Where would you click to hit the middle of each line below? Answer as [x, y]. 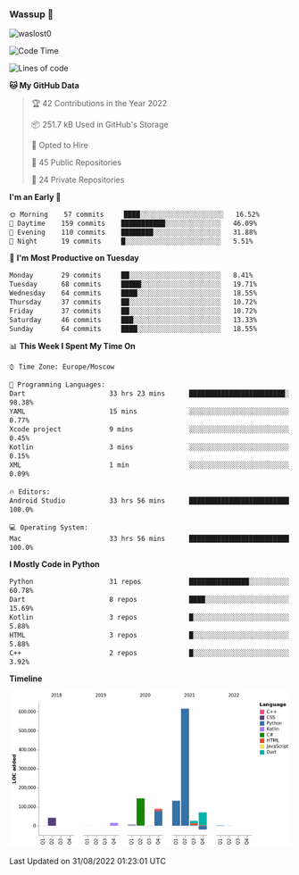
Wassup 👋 [31, 14]
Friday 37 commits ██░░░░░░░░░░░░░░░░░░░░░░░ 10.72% [133, 312]
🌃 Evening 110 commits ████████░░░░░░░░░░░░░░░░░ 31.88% [133, 233]
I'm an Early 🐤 [35, 197]
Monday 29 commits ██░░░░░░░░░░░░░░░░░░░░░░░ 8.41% [131, 276]
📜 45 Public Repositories [76, 162]
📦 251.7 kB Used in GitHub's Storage [100, 125]
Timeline [26, 679]
